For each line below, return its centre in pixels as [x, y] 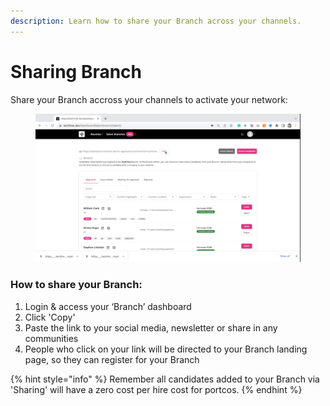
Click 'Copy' [50, 317]
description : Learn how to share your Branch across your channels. [156, 21]
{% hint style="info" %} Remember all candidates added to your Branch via [165, 379]
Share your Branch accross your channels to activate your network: [149, 99]
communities [51, 338]
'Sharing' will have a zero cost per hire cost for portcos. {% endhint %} [156, 389]
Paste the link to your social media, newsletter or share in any [151, 327]
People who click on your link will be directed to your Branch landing [166, 349]
